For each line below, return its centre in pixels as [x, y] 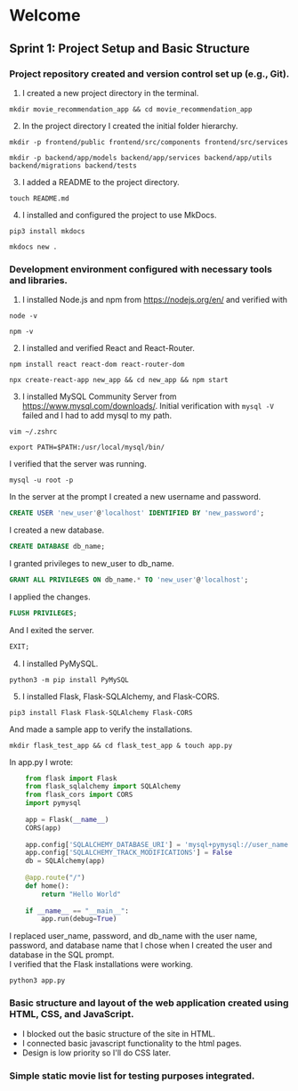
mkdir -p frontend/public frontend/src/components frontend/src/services [149, 142]
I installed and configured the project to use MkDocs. [119, 215]
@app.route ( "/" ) [56, 878]
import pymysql [53, 803]
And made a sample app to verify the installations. [101, 729]
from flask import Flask [71, 778]
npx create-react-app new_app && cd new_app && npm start [119, 380]
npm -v [21, 332]
